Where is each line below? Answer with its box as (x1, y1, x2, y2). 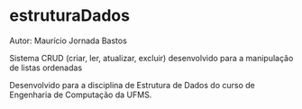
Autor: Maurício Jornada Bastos (9, 35, 128, 46)
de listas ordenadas (9, 62, 83, 73)
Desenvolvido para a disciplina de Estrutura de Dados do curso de (9, 79, 255, 90)
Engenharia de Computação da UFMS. (9, 89, 152, 100)
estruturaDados (9, 5, 131, 26)
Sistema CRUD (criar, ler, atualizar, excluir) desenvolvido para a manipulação (9, 52, 294, 63)
